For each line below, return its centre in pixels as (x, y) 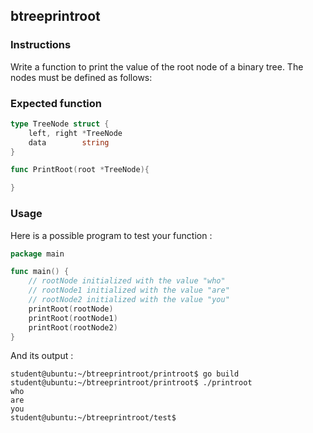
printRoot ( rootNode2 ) (73, 327)
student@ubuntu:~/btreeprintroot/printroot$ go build (125, 374)
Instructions (41, 45)
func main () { (40, 272)
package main (37, 254)
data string (69, 142)
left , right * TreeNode (75, 133)
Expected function (56, 103)
